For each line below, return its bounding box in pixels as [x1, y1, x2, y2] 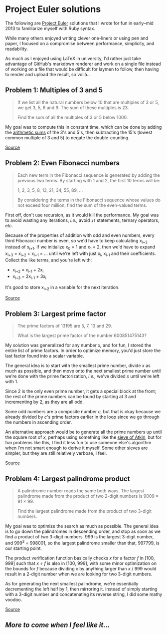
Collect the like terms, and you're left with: [5, 257, 92, 263]
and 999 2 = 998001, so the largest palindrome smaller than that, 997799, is [5, 539, 160, 546]
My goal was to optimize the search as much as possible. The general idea [5, 523, 159, 529]
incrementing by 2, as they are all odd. [5, 399, 84, 405]
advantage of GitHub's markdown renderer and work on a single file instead [5, 61, 161, 67]
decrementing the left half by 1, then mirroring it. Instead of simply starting [5, 586, 158, 592]
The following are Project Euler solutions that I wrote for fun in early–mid [5, 20, 154, 26]
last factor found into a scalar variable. [5, 353, 84, 359]
